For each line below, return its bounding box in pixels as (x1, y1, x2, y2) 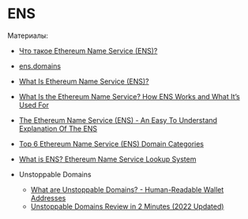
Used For (18, 100, 49, 109)
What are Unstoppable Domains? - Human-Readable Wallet (30, 184, 224, 194)
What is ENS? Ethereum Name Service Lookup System (18, 154, 197, 164)
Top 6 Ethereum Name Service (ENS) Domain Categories (18, 139, 205, 148)
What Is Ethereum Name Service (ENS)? (18, 76, 149, 86)
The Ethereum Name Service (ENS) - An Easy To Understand (18, 115, 218, 124)
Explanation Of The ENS (18, 124, 98, 133)
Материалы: (7, 31, 49, 40)
